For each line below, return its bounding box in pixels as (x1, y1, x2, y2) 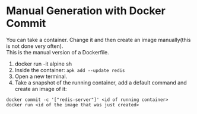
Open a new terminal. (14, 73, 68, 80)
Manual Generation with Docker (6, 4, 166, 18)
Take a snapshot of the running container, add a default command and (14, 79, 187, 86)
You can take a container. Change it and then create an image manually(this (6, 36, 191, 43)
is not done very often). (6, 43, 63, 50)
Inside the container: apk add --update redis (14, 66, 125, 73)
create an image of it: (14, 85, 67, 92)
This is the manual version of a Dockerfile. (6, 48, 109, 56)
